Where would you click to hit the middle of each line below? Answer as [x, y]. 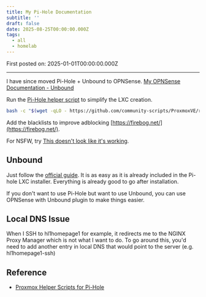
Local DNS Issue [38, 219]
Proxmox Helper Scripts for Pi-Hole [59, 287]
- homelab [24, 47]
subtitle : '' [23, 18]
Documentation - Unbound [40, 88]
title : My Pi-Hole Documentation [49, 12]
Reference [27, 272]
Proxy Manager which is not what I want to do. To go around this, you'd [96, 240]
